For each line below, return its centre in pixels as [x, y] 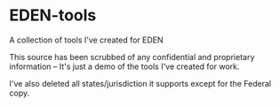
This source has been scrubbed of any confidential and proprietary [132, 57]
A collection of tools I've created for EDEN [86, 40]
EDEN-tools [53, 15]
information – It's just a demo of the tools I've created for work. [124, 66]
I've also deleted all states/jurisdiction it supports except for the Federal [140, 83]
